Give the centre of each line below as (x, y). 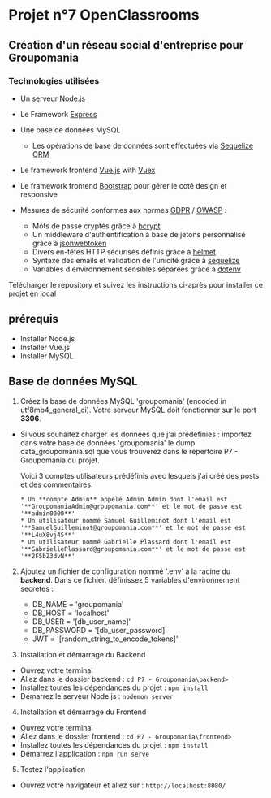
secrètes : (37, 588)
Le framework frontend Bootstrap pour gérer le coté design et (123, 185)
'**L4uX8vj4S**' (47, 535)
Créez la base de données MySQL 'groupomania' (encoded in (123, 401)
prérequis (34, 319)
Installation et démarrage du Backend (83, 654)
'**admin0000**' (47, 514)
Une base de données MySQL (70, 130)
